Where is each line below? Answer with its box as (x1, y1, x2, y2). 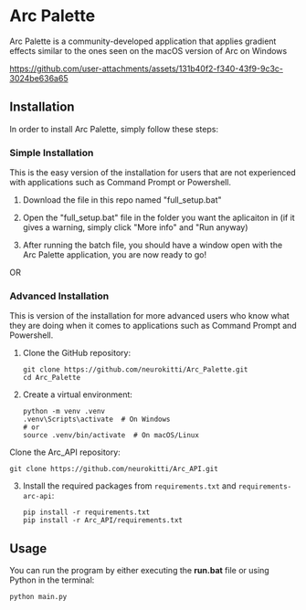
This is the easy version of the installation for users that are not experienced (9, 167, 297, 178)
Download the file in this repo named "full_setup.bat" (22, 195, 222, 205)
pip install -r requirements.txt (22, 508, 151, 517)
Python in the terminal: (9, 574, 95, 585)
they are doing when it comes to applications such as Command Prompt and (9, 321, 297, 331)
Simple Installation (9, 146, 94, 159)
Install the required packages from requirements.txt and (22, 480, 237, 491)
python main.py (9, 593, 68, 602)
